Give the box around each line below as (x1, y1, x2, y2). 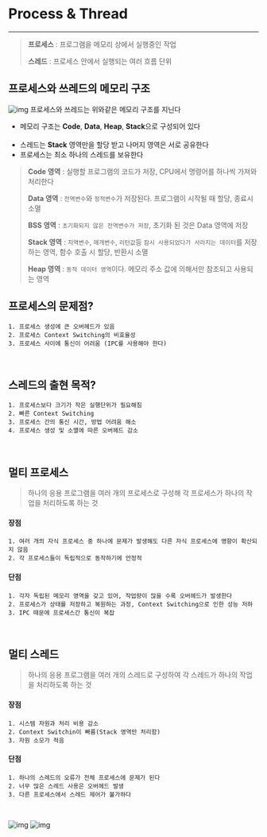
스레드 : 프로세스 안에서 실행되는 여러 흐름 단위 (27, 56, 172, 66)
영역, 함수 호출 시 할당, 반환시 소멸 (42, 247, 149, 257)
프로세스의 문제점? (8, 300, 94, 313)
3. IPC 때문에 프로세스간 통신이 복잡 (8, 609, 115, 617)
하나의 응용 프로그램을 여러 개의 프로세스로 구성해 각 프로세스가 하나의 (27, 488, 245, 498)
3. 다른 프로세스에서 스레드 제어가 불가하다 (8, 790, 132, 799)
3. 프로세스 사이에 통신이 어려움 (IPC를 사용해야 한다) (8, 339, 168, 347)
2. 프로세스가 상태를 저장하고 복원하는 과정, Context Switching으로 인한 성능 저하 (8, 600, 253, 608)
